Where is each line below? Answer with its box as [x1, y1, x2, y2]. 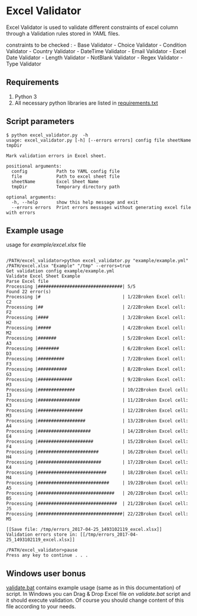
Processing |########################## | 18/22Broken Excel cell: [6, 470, 189, 476]
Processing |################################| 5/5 [6, 283, 136, 290]
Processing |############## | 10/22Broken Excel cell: [6, 387, 189, 393]
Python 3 [14, 93, 37, 100]
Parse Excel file [6, 279, 49, 285]
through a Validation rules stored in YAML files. [6, 30, 120, 37]
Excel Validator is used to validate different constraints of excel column [6, 24, 179, 31]
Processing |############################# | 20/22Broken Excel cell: [6, 490, 189, 497]
